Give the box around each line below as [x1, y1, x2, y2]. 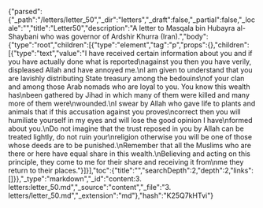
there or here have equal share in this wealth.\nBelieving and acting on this [8, 149, 250, 158]
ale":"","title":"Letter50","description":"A [8, 24, 138, 32]
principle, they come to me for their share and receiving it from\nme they [8, 158, 244, 166]
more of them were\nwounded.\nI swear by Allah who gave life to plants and [8, 98, 256, 108]
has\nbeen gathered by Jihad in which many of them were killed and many [8, 91, 250, 99]
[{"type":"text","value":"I [8, 49, 87, 58]
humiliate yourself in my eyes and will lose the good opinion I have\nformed [8, 116, 254, 124]
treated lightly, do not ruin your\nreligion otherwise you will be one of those [8, 132, 253, 141]
